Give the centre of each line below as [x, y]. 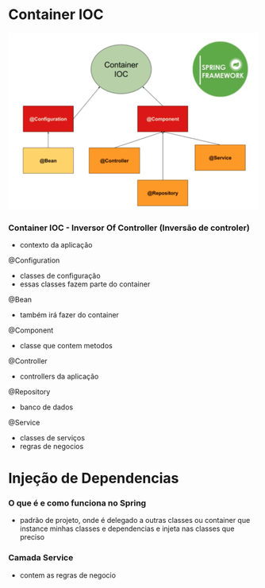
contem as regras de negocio [68, 575]
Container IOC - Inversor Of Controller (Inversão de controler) [129, 228]
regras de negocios [52, 446]
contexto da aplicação [56, 244]
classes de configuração [60, 275]
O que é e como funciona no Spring [77, 503]
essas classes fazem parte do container [85, 284]
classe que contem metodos [66, 345]
